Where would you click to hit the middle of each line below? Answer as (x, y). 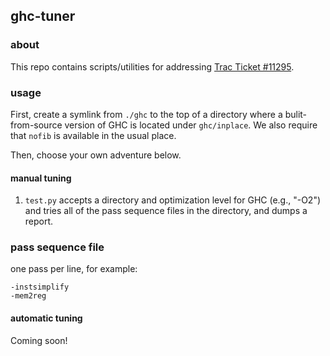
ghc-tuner (43, 16)
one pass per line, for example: (74, 269)
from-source (36, 125)
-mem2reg (28, 296)
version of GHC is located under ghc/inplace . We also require (191, 125)
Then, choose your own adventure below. (96, 155)
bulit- (296, 114)
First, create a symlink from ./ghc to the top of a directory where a (146, 114)
